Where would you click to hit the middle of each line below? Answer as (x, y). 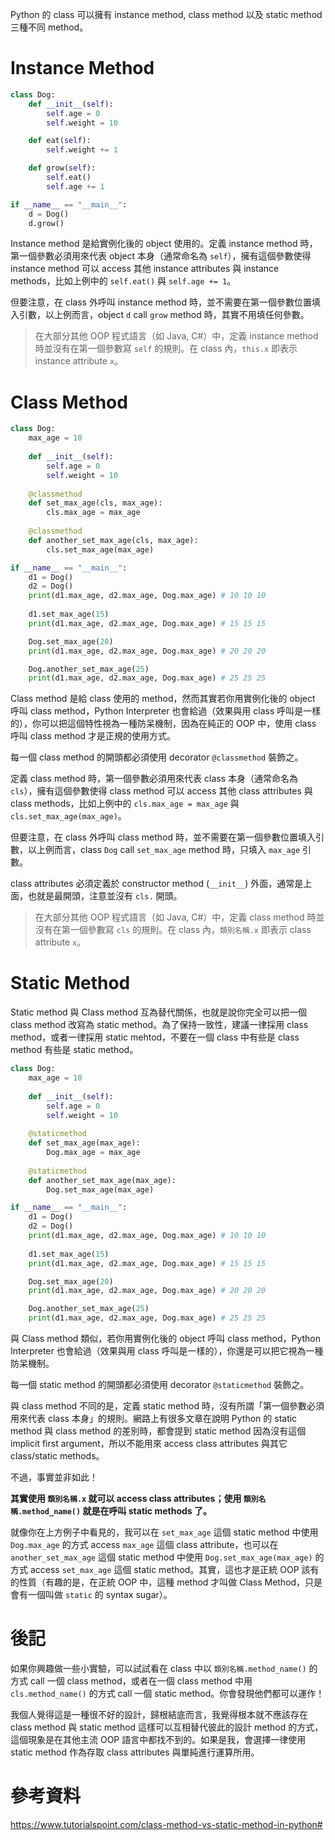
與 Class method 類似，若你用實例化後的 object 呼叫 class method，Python (165, 1339)
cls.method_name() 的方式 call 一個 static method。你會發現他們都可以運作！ (167, 1693)
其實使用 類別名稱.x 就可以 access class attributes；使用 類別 (134, 1499)
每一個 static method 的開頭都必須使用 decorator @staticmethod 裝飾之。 (160, 1385)
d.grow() (46, 223)
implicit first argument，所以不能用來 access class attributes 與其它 (149, 1444)
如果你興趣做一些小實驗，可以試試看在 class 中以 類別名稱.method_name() (158, 1668)
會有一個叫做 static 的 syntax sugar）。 (91, 1595)
